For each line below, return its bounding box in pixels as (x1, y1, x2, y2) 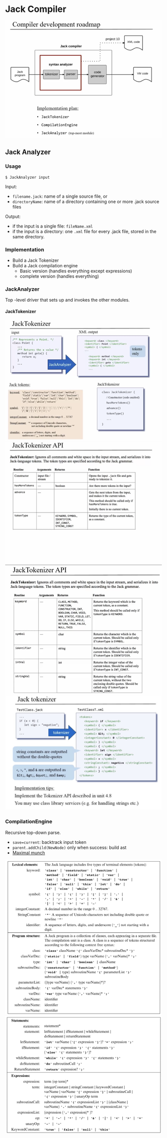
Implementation (5, 246, 45, 253)
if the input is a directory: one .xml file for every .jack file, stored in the (12, 228, 157, 234)
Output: (5, 213, 21, 220)
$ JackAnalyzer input (5, 175, 50, 180)
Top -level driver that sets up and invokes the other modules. (5, 297, 130, 303)
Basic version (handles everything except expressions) (19, 268, 132, 274)
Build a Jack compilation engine (12, 262, 78, 268)
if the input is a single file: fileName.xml (12, 223, 93, 229)
